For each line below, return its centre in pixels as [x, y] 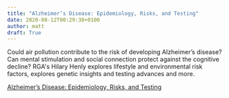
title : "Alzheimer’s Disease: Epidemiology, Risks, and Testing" [103, 13]
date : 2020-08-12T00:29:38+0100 [53, 20]
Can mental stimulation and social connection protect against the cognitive [113, 60]
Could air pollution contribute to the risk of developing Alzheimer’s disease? [114, 52]
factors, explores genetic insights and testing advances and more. [101, 74]
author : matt [26, 26]
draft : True [24, 33]
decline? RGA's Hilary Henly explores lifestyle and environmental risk [105, 66]
